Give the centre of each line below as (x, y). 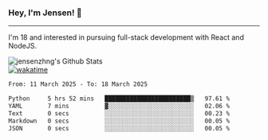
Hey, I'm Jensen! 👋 (45, 13)
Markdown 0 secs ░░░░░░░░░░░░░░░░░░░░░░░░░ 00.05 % (119, 121)
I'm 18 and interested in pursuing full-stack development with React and (126, 37)
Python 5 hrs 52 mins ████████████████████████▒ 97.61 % (119, 99)
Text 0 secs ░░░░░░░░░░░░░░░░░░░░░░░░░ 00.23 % (119, 113)
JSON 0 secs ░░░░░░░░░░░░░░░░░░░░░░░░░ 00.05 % (119, 128)
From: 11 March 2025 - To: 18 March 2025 (78, 84)
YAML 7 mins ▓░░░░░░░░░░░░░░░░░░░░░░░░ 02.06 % (119, 107)
